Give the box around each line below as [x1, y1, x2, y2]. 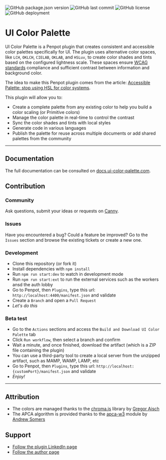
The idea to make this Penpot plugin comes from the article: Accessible [5, 79, 151, 85]
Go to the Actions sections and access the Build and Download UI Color [12, 326, 160, 332]
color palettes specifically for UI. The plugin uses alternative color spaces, [5, 49, 157, 54]
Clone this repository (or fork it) [12, 260, 77, 267]
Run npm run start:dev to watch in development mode [12, 271, 124, 277]
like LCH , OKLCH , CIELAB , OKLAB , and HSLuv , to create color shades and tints [5, 54, 152, 60]
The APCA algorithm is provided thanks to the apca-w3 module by [12, 411, 148, 417]
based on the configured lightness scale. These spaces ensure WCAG [5, 59, 148, 65]
